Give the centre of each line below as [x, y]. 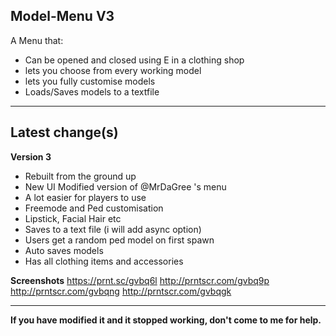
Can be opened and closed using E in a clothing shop [134, 60]
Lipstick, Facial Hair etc [73, 218]
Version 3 [31, 156]
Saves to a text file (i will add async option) [113, 229]
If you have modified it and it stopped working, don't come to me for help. [166, 320]
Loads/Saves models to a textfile [92, 91]
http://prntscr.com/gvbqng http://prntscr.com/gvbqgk [121, 291]
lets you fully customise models [90, 81]
